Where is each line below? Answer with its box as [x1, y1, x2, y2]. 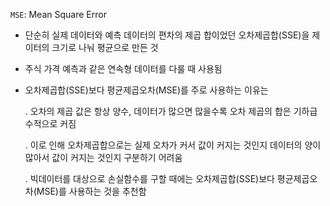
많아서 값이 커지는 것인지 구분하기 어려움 [24, 152, 183, 163]
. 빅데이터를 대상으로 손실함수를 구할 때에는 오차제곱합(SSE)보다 [24, 173, 275, 184]
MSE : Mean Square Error [10, 9, 107, 20]
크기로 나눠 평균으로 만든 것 [51, 42, 159, 53]
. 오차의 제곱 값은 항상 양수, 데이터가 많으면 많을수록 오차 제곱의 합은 [24, 105, 292, 117]
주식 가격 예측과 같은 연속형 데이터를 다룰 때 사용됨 [24, 63, 223, 74]
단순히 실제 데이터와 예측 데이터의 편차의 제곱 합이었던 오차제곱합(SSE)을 [24, 29, 310, 41]
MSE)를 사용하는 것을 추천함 [36, 185, 147, 197]
